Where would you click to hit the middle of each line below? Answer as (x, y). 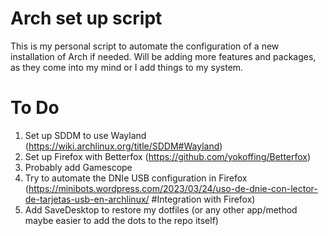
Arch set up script (86, 18)
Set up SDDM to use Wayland (85, 135)
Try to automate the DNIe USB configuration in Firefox (136, 178)
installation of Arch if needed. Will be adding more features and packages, (163, 56)
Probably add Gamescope (78, 167)
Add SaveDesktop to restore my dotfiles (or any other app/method (161, 209)
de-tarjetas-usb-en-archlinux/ (87, 199)
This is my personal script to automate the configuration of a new (145, 46)
